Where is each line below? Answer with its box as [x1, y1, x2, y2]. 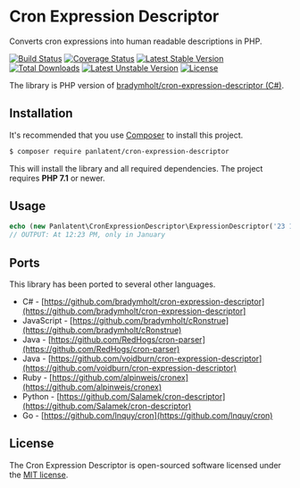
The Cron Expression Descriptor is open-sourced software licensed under [9, 459, 281, 470]
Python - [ [21, 391, 60, 401]
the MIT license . [9, 469, 69, 480]
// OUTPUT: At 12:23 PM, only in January [9, 231, 166, 240]
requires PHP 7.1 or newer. [9, 172, 105, 183]
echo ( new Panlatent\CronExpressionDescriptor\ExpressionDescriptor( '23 [9, 222, 286, 231]
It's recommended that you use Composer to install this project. [9, 130, 244, 140]
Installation [9, 105, 73, 122]
